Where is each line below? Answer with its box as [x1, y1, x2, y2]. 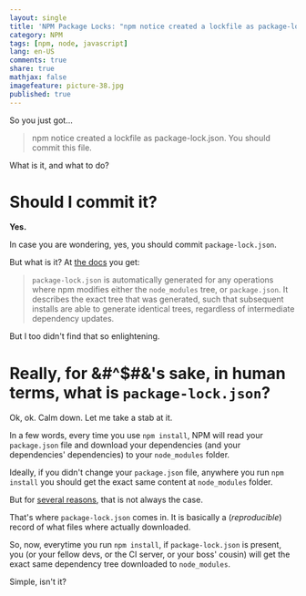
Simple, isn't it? [9, 576, 66, 588]
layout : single [9, 13, 67, 23]
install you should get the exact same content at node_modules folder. [9, 477, 273, 488]
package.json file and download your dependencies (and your [9, 439, 241, 451]
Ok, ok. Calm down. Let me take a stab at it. [9, 412, 173, 424]
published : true [9, 89, 71, 98]
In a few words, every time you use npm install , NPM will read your [9, 430, 264, 441]
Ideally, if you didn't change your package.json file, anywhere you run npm [9, 467, 284, 478]
